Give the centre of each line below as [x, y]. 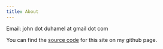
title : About [22, 12]
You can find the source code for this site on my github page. [82, 40]
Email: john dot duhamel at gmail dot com [57, 28]
